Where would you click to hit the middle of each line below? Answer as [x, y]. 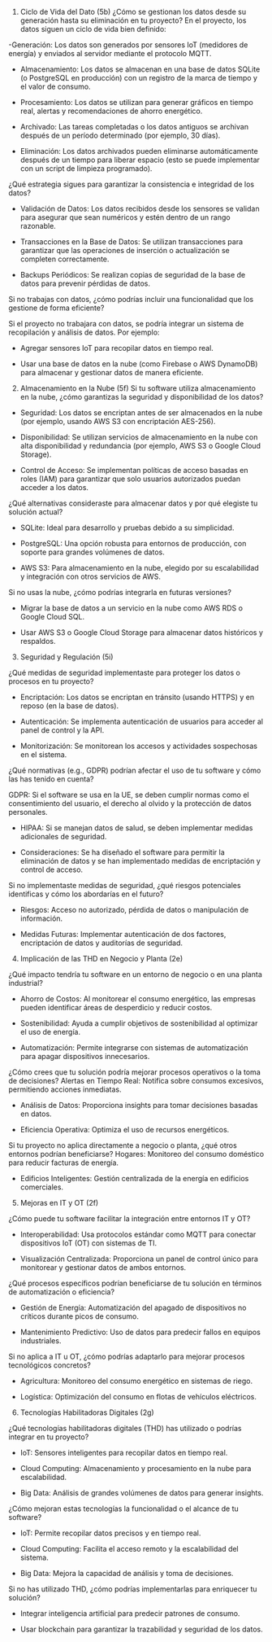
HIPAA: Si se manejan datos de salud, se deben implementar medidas [136, 828]
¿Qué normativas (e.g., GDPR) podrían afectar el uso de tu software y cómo [135, 770]
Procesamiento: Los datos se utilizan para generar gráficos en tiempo [136, 102]
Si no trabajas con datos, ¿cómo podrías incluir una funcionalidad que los [131, 299]
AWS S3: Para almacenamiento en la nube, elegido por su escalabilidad [140, 568]
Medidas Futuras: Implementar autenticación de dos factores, [123, 934]
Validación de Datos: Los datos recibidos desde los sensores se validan [140, 208]
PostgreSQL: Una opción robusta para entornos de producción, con [133, 543]
